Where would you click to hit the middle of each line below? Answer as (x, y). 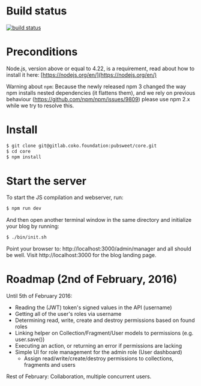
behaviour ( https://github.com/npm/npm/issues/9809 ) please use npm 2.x (98, 99)
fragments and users (50, 365)
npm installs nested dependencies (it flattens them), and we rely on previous (101, 93)
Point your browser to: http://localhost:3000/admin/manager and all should (99, 249)
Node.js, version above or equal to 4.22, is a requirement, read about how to (100, 68)
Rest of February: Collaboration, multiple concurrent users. (79, 376)
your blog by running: (33, 227)
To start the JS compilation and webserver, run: (65, 197)
